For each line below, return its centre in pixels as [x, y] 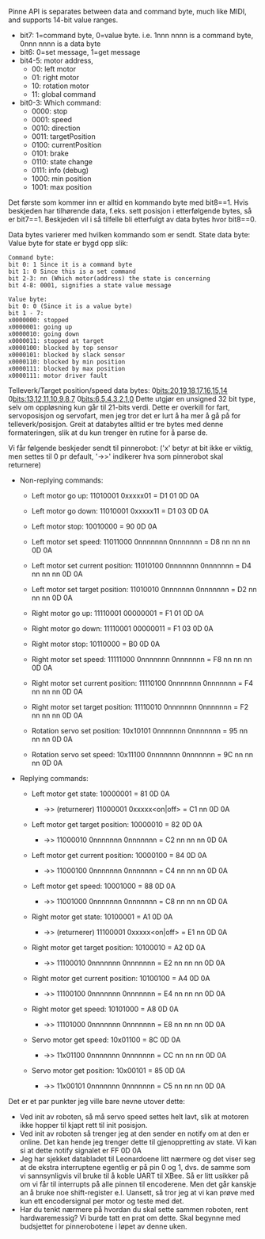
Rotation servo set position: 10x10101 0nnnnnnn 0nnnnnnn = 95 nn [140, 731]
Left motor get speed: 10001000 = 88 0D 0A [103, 886]
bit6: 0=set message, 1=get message [80, 52]
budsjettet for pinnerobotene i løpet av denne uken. [103, 1226]
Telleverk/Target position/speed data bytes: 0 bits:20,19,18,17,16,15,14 [118, 391]
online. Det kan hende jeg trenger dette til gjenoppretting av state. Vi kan [138, 1142]
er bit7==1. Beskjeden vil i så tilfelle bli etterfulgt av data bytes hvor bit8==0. [132, 219]
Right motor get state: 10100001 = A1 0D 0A [102, 917]
